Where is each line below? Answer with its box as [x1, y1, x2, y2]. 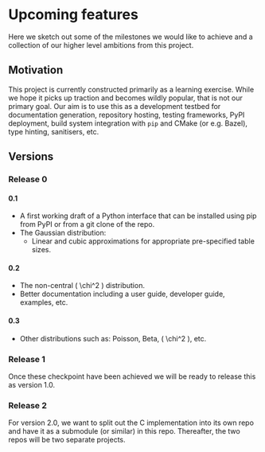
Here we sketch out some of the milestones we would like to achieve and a [8, 32, 253, 41]
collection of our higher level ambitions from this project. [8, 40, 194, 49]
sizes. [31, 245, 52, 255]
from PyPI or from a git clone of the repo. [19, 220, 155, 229]
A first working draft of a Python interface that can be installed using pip [19, 211, 257, 220]
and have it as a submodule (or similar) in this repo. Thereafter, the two [8, 427, 240, 436]
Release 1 [8, 353, 45, 364]
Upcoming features [8, 6, 139, 24]
